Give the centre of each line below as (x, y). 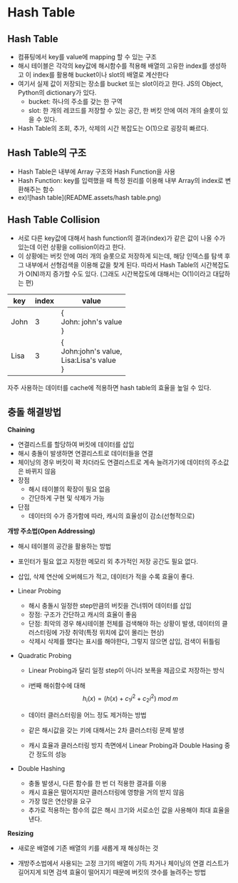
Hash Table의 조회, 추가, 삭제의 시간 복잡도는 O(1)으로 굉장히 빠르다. (113, 128)
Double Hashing (41, 768)
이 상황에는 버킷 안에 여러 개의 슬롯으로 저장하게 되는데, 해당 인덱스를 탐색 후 (124, 256)
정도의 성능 (51, 754)
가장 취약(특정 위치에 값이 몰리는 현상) (112, 632)
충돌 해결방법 (35, 413)
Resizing (21, 833)
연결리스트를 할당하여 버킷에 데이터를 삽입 (76, 444)
